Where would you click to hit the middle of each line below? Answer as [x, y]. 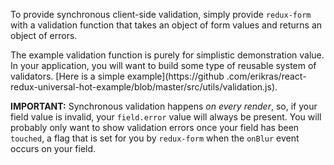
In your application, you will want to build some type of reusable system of [163, 65]
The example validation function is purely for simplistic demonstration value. [167, 55]
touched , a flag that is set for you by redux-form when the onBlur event [155, 138]
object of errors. [44, 35]
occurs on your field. [53, 148]
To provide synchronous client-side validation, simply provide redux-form [161, 14]
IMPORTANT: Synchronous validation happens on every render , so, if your [164, 106]
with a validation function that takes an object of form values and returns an [166, 25]
